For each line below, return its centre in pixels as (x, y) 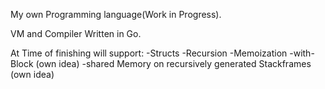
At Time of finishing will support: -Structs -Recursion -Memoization (149, 53)
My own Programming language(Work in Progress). (116, 14)
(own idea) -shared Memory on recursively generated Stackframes (173, 63)
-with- (302, 53)
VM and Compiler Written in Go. (76, 33)
